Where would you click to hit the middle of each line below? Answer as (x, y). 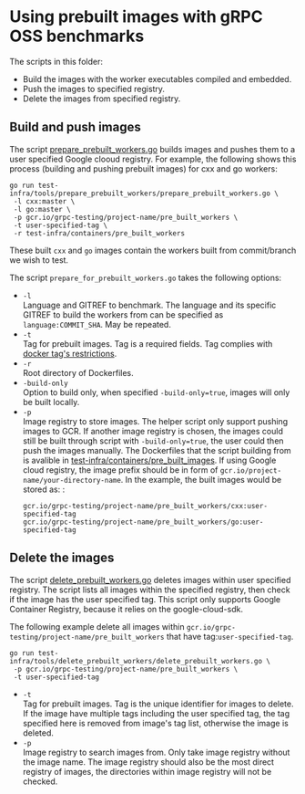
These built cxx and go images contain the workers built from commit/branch (153, 250)
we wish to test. (39, 260)
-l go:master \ (42, 209)
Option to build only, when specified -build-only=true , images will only (156, 392)
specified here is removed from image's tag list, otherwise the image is (155, 723)
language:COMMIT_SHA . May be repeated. (97, 324)
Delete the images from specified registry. (102, 99)
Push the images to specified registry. (94, 89)
